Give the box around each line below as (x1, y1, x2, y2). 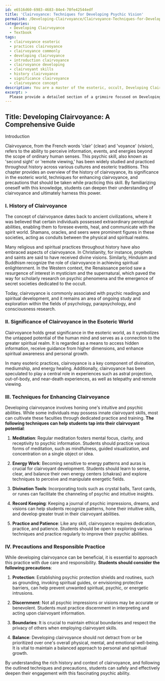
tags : (5, 35, 16, 40)
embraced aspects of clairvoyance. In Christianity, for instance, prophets (5, 250, 153, 255)
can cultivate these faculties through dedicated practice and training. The (5, 415, 154, 421)
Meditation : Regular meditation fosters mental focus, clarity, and (12, 435, 143, 441)
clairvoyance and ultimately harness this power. (5, 190, 102, 196)
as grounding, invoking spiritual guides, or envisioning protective (12, 580, 143, 586)
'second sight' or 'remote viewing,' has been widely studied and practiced (5, 159, 155, 165)
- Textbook (9, 30, 32, 35)
